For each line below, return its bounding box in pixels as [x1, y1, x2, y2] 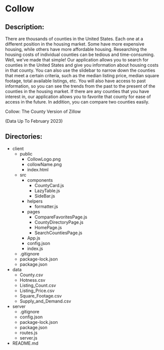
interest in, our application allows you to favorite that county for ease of [5, 94, 151, 100]
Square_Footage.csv [19, 293, 62, 299]
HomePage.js [34, 224, 62, 230]
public [19, 150, 33, 156]
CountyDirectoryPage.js [34, 219, 84, 225]
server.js [19, 335, 38, 341]
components [27, 177, 53, 183]
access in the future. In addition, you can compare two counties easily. [5, 99, 150, 104]
